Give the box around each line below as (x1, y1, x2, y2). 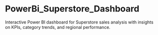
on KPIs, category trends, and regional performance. (5, 24, 111, 30)
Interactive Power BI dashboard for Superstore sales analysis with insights (5, 19, 154, 25)
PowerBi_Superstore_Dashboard (5, 3, 140, 14)
